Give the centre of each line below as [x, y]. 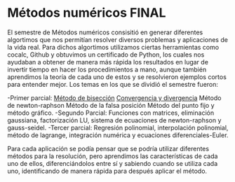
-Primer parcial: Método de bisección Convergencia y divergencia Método [114, 98]
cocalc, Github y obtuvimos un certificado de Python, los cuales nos [106, 55]
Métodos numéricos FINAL [87, 13]
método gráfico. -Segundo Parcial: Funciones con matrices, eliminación [111, 113]
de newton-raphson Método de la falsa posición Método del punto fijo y [111, 105]
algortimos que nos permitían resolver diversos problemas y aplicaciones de [117, 39]
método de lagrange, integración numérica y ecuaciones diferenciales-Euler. [118, 135]
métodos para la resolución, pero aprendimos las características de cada [113, 156]
